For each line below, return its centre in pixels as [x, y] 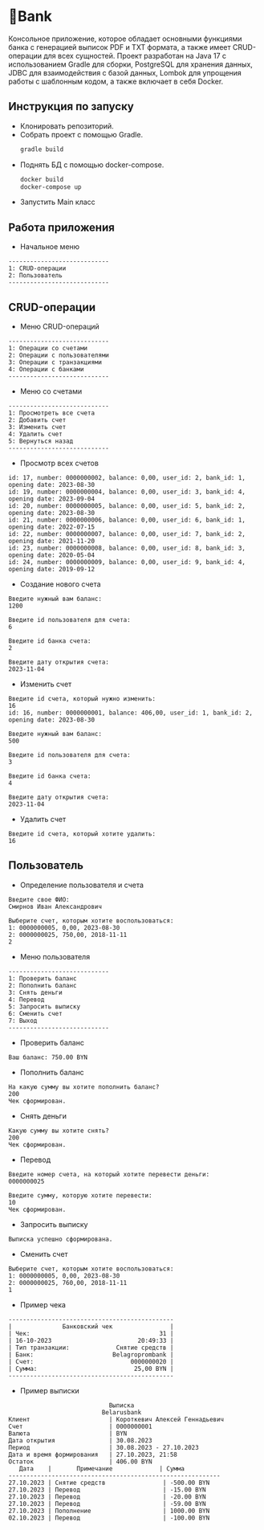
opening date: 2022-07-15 [51, 527]
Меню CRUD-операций [60, 326]
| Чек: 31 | [91, 1333]
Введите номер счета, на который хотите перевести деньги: [109, 1174]
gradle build [42, 149]
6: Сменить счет [35, 1013]
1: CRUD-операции [37, 268]
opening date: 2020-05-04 [51, 555]
